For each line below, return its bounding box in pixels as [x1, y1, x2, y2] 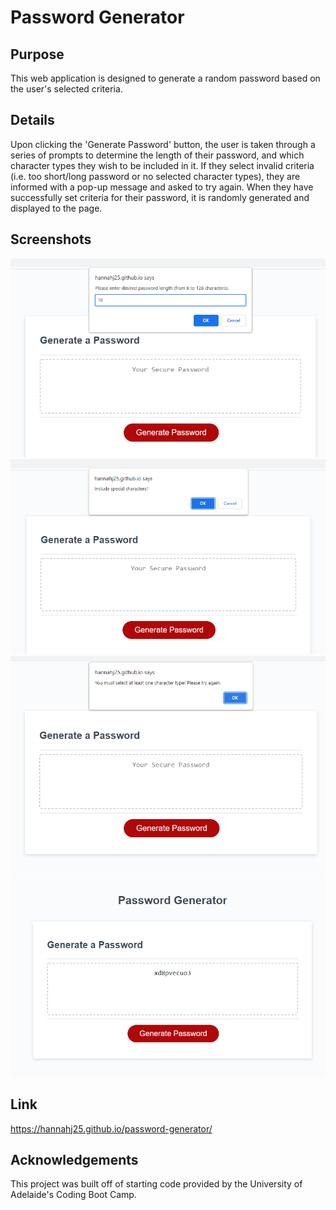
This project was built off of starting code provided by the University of [10, 1178, 303, 1190]
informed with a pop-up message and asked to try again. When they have [10, 181, 314, 193]
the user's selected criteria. [10, 83, 123, 95]
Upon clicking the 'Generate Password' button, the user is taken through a [10, 138, 316, 150]
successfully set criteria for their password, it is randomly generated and [10, 191, 310, 203]
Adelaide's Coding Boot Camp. [10, 1189, 137, 1201]
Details [10, 112, 55, 129]
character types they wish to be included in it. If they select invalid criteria [10, 159, 315, 171]
